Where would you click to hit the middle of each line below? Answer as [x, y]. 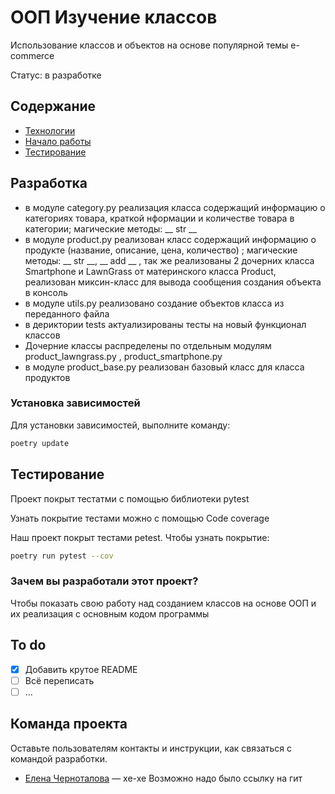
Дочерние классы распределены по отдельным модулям [148, 345]
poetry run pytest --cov [62, 556]
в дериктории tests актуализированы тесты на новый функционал [165, 324]
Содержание [53, 106]
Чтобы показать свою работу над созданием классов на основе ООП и [163, 603]
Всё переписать [59, 680]
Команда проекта [69, 724]
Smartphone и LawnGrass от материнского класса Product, [150, 271]
